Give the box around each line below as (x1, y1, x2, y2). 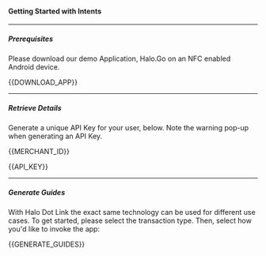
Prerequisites (8, 34, 54, 43)
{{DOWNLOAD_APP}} (8, 77, 78, 87)
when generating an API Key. (8, 131, 103, 141)
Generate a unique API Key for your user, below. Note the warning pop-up (8, 123, 249, 133)
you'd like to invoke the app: (8, 224, 101, 234)
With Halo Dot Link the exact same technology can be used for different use (8, 208, 256, 217)
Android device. (8, 62, 60, 72)
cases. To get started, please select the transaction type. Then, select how (8, 216, 252, 225)
